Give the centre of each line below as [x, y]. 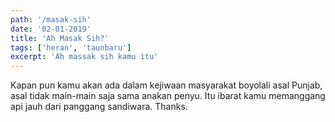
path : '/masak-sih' [51, 19]
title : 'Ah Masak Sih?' [60, 38]
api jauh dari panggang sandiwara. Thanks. [99, 107]
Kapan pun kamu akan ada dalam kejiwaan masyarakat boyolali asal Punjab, [166, 85]
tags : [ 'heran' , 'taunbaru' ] [71, 47]
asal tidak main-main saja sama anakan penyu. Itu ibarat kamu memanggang [168, 96]
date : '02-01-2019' [51, 29]
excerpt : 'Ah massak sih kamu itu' [84, 57]
